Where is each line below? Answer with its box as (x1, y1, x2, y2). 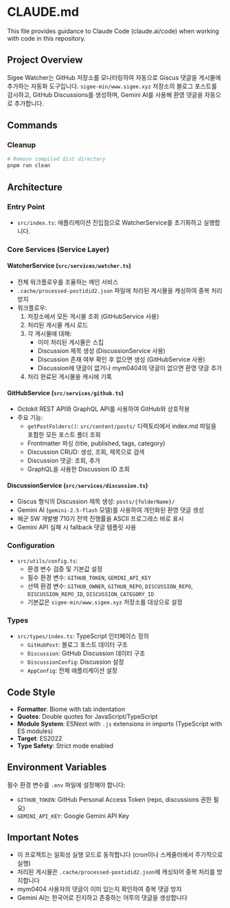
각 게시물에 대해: (27, 330, 72, 337)
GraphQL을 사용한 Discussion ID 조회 (27, 465, 130, 474)
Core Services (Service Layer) (7, 244, 110, 254)
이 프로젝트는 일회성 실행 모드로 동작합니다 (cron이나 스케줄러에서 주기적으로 (16, 851, 223, 859)
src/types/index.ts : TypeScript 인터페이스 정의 (16, 632, 150, 640)
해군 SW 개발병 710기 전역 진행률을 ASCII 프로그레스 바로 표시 (16, 514, 184, 523)
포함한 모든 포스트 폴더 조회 (27, 431, 101, 439)
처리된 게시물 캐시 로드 (27, 321, 89, 329)
